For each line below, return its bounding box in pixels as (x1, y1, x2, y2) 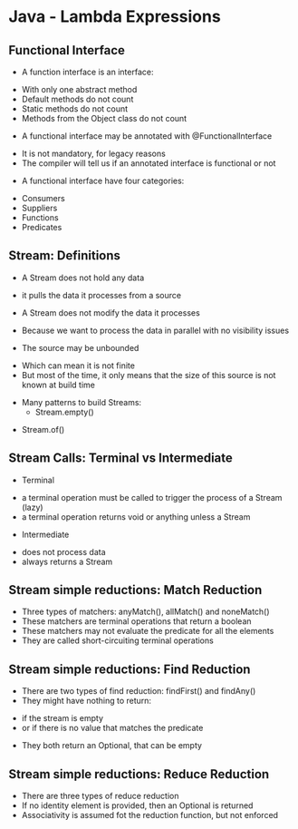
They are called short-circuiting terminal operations (21, 635, 214, 646)
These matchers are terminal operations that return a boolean (21, 616, 252, 627)
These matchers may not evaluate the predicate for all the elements (21, 626, 274, 637)
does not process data (21, 546, 106, 557)
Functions (21, 212, 60, 223)
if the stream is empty (21, 713, 104, 724)
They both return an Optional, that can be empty (21, 740, 203, 751)
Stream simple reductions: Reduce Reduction (8, 766, 270, 782)
